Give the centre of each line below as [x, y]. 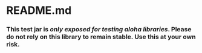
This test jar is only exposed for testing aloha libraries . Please [99, 30]
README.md [39, 11]
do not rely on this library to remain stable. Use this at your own [101, 37]
